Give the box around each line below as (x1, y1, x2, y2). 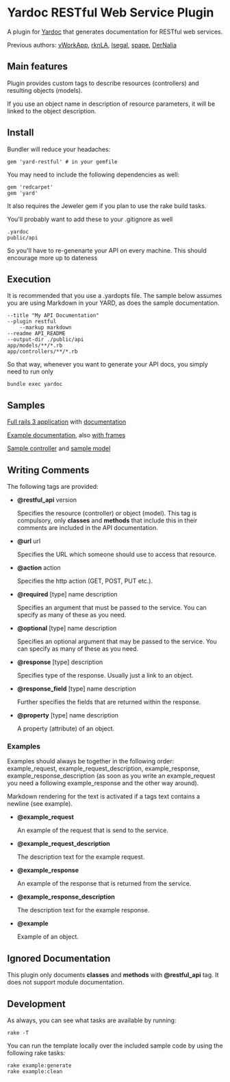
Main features (7, 60, 68, 73)
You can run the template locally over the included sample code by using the (7, 1041, 223, 1050)
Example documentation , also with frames (7, 431, 126, 439)
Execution (7, 273, 51, 285)
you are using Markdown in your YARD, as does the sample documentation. (7, 299, 220, 307)
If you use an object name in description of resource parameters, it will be (7, 100, 216, 108)
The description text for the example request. (16, 853, 145, 861)
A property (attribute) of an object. (16, 724, 115, 733)
